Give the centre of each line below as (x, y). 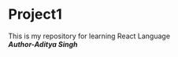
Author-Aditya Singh (43, 44)
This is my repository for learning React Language (89, 36)
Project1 (35, 14)
